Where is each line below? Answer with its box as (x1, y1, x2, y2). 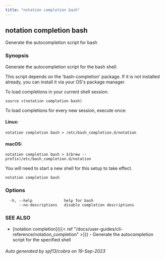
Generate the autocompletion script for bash (5, 39, 97, 46)
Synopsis (5, 52, 29, 59)
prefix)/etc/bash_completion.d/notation (5, 156, 92, 162)
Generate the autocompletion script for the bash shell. (5, 64, 118, 70)
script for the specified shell (12, 236, 71, 243)
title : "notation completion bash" (5, 7, 80, 13)
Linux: (5, 119, 19, 125)
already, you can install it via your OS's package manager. (5, 79, 126, 85)
